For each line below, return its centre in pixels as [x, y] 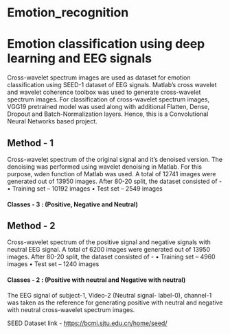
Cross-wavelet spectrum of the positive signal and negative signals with [109, 242]
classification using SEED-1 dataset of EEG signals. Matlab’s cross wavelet [112, 85]
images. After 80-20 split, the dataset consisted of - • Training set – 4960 [111, 257]
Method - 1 [30, 143]
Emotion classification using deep [106, 44]
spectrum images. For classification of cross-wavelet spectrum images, [108, 99]
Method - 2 [32, 225]
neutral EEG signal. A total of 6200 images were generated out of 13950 [109, 250]
